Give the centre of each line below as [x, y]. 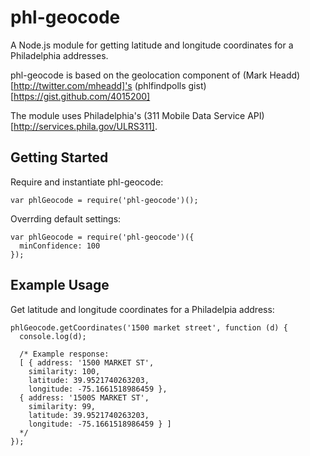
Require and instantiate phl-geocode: [87, 182]
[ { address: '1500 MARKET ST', [87, 362]
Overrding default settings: [66, 218]
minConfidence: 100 [60, 246]
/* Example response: [64, 354]
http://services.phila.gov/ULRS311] [84, 126]
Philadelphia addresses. [59, 55]
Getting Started [59, 157]
